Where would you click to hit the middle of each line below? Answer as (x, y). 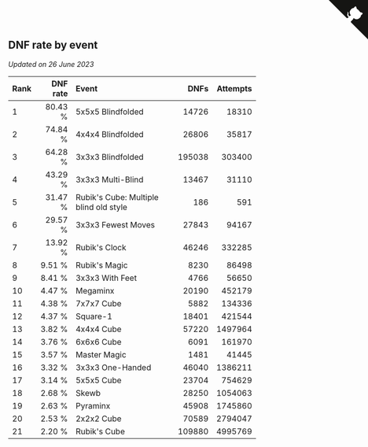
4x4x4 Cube (99, 329)
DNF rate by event (53, 45)
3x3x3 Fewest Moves (116, 224)
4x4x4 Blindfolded (110, 134)
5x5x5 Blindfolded (110, 112)
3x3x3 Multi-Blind (110, 179)
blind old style (102, 207)
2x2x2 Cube (99, 419)
